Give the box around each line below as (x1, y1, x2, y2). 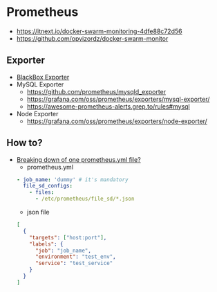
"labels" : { (29, 240, 64, 248)
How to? (6, 137, 43, 149)
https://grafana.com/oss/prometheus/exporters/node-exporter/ (26, 117, 208, 125)
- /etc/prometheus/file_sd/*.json (35, 195, 135, 203)
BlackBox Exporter (16, 73, 70, 81)
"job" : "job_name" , (35, 247, 91, 254)
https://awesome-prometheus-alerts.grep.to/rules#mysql (26, 102, 191, 111)
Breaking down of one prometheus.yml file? (16, 155, 141, 163)
